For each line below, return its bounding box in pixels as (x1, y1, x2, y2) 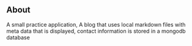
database (6, 33, 31, 41)
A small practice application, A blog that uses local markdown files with (6, 21, 186, 28)
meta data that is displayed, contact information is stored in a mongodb (6, 27, 186, 34)
